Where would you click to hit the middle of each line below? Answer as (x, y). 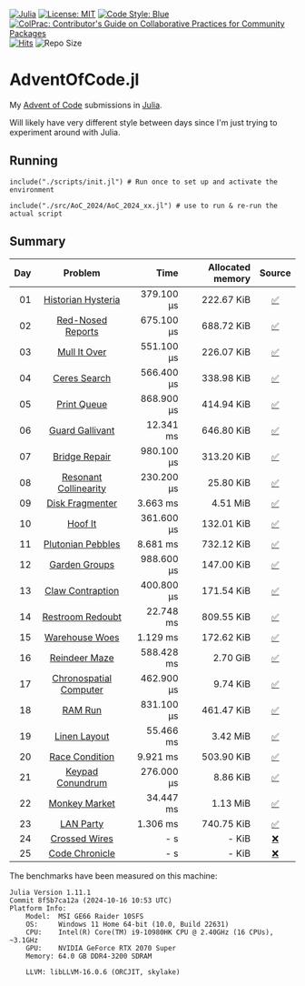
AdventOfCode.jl (74, 80)
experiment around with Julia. (65, 132)
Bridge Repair (82, 457)
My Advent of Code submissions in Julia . (86, 105)
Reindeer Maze (82, 658)
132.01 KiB (226, 523)
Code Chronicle (82, 853)
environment (32, 190)
